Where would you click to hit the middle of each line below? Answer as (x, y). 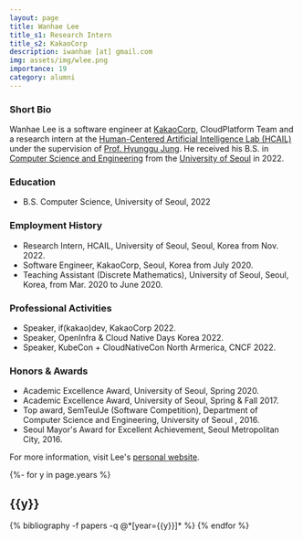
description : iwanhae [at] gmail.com (81, 52)
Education (33, 182)
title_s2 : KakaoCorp (49, 43)
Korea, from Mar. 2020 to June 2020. (93, 284)
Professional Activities (61, 308)
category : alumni (42, 78)
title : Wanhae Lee (44, 26)
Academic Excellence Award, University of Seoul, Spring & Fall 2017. (151, 401)
